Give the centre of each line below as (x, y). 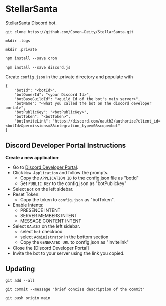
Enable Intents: (28, 205)
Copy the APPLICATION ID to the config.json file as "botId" (79, 178)
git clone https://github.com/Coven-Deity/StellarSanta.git (70, 32)
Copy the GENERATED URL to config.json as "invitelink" (74, 242)
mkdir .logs (18, 41)
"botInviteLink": (32, 121)
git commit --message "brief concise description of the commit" (75, 289)
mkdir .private (21, 49)
